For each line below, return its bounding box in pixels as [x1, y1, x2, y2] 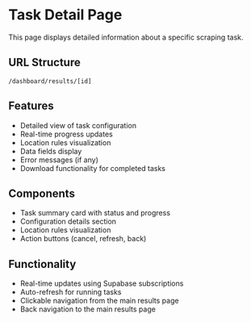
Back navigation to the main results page [19, 304, 156, 314]
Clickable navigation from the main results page [19, 296, 179, 306]
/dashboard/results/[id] [8, 77, 92, 86]
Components [8, 186, 75, 200]
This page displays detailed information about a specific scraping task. [8, 32, 244, 42]
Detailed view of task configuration [19, 120, 137, 130]
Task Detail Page [8, 6, 123, 24]
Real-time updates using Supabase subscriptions [19, 278, 184, 288]
